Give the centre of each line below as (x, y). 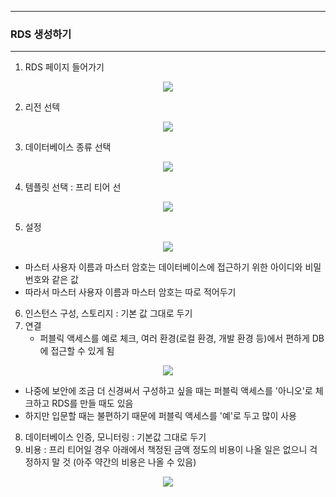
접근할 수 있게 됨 (82, 351)
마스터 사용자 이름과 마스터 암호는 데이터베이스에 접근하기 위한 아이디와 (163, 267)
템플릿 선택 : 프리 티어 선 (73, 187)
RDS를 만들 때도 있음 (92, 403)
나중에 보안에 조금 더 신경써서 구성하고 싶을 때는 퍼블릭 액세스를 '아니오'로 (168, 391)
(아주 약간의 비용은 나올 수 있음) (135, 462)
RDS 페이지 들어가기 (64, 67)
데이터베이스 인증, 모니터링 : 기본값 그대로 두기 (115, 437)
